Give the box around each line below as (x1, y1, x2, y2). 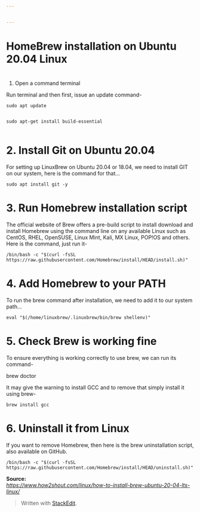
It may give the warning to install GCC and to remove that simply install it (6, 384, 185, 391)
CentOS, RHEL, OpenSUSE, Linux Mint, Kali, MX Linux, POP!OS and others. (6, 234, 190, 241)
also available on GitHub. (6, 447, 67, 455)
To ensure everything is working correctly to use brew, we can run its (6, 354, 177, 361)
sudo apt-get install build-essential (6, 119, 103, 125)
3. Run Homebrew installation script (6, 201, 187, 215)
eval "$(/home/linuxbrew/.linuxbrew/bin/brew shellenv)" (6, 314, 151, 320)
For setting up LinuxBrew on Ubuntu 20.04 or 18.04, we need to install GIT (6, 163, 188, 171)
